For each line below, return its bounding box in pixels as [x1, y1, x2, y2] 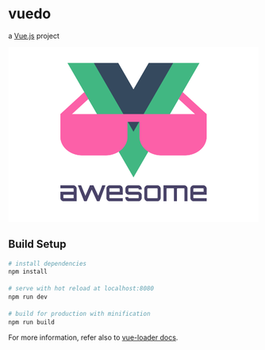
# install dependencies [8, 260, 87, 267]
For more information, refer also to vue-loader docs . [8, 333, 179, 342]
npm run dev [8, 293, 48, 302]
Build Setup [8, 237, 67, 251]
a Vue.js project [8, 31, 60, 40]
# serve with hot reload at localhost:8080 [8, 285, 155, 293]
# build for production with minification [8, 310, 151, 317]
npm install [8, 267, 48, 276]
